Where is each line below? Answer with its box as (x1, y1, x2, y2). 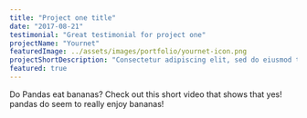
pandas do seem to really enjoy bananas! (9, 98, 164, 109)
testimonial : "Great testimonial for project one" (9, 30, 206, 39)
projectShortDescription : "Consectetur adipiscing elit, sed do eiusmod (9, 55, 292, 64)
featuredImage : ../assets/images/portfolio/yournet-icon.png (9, 47, 248, 56)
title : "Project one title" (9, 13, 117, 23)
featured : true (9, 64, 68, 74)
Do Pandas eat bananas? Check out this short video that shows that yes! (9, 88, 282, 100)
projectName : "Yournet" (9, 38, 101, 48)
